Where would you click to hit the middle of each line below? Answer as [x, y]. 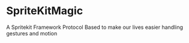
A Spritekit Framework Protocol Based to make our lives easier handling [95, 27]
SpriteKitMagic [45, 11]
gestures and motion [32, 33]
